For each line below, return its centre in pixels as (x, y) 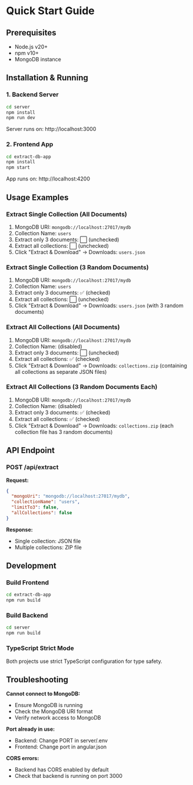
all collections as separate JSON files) (61, 372)
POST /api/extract (32, 467)
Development (31, 566)
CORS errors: (23, 758)
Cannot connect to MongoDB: (43, 694)
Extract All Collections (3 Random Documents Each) (82, 387)
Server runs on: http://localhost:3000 (51, 129)
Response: (20, 530)
